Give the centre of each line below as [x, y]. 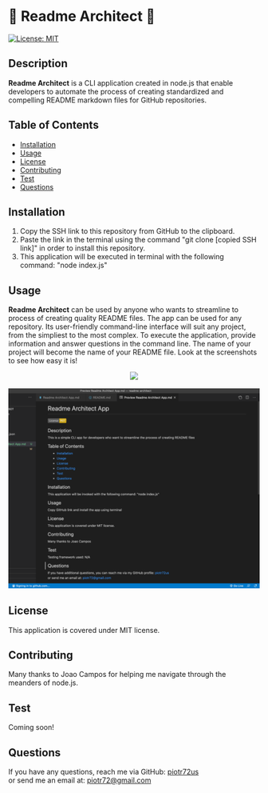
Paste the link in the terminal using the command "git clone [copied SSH [138, 240]
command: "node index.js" [63, 265]
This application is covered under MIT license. [84, 630]
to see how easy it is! [43, 361]
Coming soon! [31, 727]
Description [38, 64]
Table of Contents [54, 125]
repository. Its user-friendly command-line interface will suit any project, [127, 326]
